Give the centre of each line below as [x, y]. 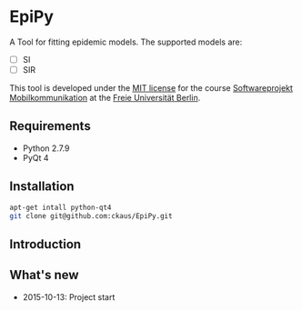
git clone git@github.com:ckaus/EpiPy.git [91, 216]
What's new [44, 275]
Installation [42, 187]
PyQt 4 [35, 157]
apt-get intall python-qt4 [60, 207]
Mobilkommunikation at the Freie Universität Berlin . [105, 98]
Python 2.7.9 [46, 148]
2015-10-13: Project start [69, 296]
